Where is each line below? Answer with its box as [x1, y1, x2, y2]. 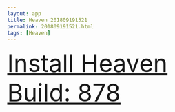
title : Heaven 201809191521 [7, 17, 88, 24]
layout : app [7, 10, 41, 17]
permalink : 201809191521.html [7, 23, 94, 30]
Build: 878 [7, 77, 121, 108]
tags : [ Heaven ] [7, 29, 51, 37]
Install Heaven [7, 48, 168, 79]
